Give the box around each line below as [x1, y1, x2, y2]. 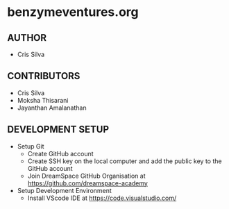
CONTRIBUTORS [7, 70, 80, 82]
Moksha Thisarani [17, 96, 69, 104]
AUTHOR [7, 32, 47, 44]
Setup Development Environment [17, 186, 112, 194]
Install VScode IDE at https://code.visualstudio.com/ [27, 194, 177, 202]
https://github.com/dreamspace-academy [27, 178, 148, 187]
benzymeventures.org [7, 4, 139, 20]
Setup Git [17, 142, 44, 150]
